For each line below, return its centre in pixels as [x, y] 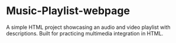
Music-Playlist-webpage [68, 11]
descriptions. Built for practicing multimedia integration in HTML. [85, 33]
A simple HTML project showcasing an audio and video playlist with [88, 27]
